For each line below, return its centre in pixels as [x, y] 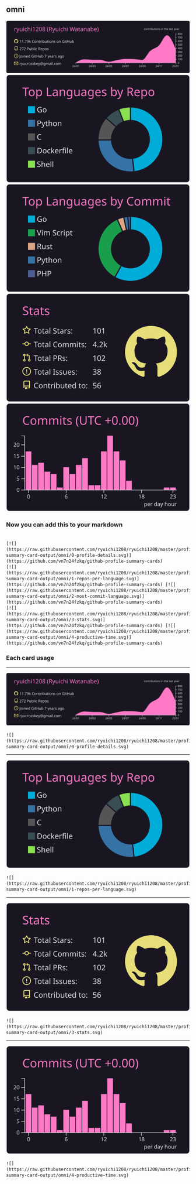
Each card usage [30, 658]
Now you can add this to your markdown [64, 525]
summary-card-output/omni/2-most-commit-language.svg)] [75, 596]
